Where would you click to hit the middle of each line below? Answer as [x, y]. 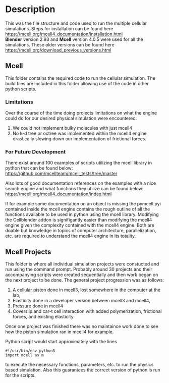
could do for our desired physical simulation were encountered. [71, 118]
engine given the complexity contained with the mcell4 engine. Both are [80, 225]
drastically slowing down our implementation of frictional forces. [79, 139]
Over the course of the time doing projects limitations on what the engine [81, 113]
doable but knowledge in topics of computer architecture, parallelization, [81, 231]
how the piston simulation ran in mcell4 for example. [60, 332]
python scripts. [21, 89]
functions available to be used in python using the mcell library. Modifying [82, 214]
